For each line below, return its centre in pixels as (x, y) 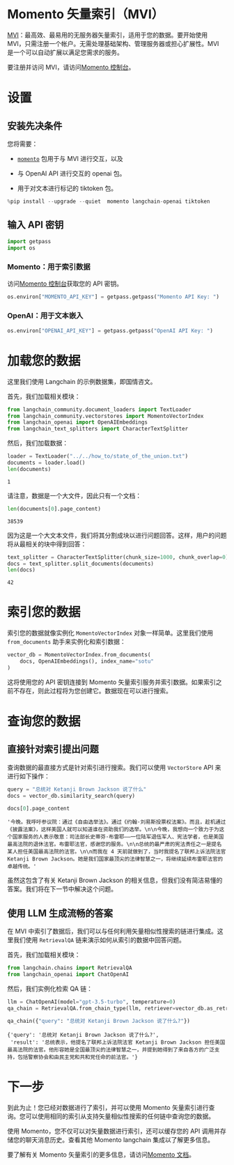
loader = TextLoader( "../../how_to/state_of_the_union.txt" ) (98, 456)
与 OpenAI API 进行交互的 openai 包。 (71, 173)
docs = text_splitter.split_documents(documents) (81, 564)
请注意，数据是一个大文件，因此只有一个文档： (74, 495)
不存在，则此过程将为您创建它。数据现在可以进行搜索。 (92, 690)
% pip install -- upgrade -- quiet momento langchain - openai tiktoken (109, 201)
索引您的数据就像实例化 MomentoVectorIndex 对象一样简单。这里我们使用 (110, 633)
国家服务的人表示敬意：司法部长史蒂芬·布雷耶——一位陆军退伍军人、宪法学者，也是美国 (118, 837)
